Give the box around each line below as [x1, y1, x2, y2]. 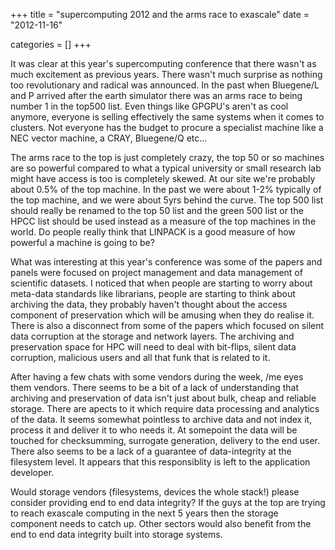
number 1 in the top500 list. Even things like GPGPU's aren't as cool [10, 100, 289, 112]
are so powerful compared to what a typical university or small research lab [10, 162, 322, 174]
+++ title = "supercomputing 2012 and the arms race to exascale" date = [10, 9, 310, 20]
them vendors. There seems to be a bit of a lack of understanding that [10, 382, 299, 393]
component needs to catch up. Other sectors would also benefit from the [10, 518, 312, 529]
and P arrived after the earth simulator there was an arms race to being [10, 90, 303, 101]
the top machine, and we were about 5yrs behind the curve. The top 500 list [10, 194, 324, 206]
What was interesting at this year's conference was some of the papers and [10, 256, 323, 268]
